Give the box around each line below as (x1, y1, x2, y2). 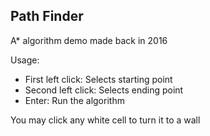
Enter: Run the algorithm (24, 94, 125, 106)
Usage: (10, 54, 40, 66)
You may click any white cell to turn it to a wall (10, 114, 201, 126)
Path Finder (10, 8, 84, 25)
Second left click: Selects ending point (24, 84, 184, 96)
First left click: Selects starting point (24, 73, 173, 85)
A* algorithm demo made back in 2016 (10, 34, 168, 46)
